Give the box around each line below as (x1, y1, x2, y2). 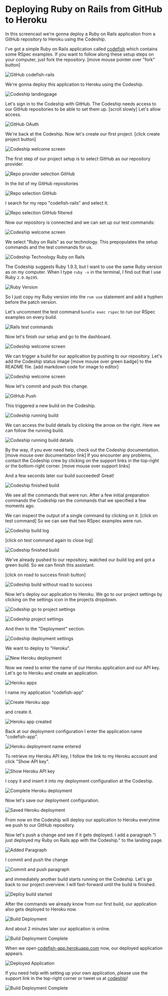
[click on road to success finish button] (5, 571, 86, 578)
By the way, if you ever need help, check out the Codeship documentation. (5, 447, 159, 453)
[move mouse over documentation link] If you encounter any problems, (5, 452, 152, 458)
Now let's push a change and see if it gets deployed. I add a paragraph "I (5, 832, 156, 838)
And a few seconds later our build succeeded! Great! (5, 472, 114, 478)
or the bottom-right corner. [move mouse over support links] (5, 463, 130, 469)
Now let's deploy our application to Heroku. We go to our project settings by (5, 591, 162, 597)
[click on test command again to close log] (5, 537, 93, 543)
